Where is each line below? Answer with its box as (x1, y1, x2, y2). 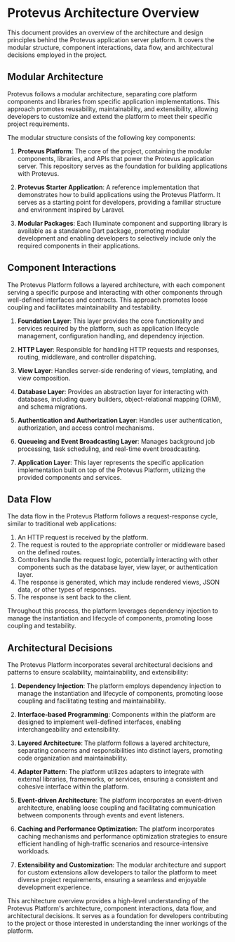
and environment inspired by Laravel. (17, 205, 125, 214)
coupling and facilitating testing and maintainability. (17, 696, 166, 705)
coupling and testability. (7, 621, 76, 630)
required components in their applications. (17, 241, 140, 250)
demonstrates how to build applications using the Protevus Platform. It (17, 190, 221, 198)
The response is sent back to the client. (17, 593, 132, 602)
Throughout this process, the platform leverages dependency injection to (7, 606, 219, 615)
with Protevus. (17, 169, 60, 177)
